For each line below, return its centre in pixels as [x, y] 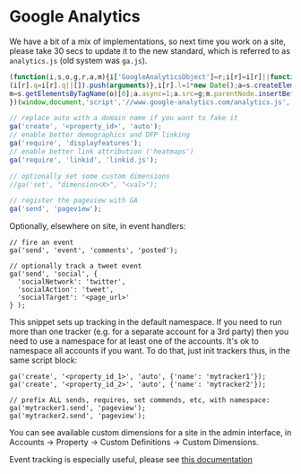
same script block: [43, 360]
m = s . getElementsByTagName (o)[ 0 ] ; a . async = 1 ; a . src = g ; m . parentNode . [134, 93]
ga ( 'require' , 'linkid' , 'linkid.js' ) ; [84, 160]
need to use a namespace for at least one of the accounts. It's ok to [134, 341]
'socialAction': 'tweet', [66, 290]
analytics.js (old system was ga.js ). [78, 60]
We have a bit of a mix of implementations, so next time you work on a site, [148, 41]
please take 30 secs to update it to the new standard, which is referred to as [150, 50]
